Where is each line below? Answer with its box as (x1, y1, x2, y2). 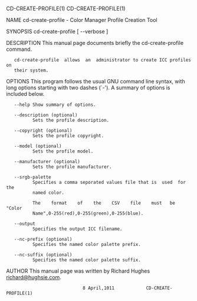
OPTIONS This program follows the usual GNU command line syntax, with (6, 78, 185, 85)
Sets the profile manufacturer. (32, 164, 112, 170)
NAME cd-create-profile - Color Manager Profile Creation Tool (6, 17, 157, 23)
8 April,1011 (82, 285, 115, 291)
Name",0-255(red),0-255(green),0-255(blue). (32, 211, 144, 216)
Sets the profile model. (32, 148, 94, 154)
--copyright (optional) (14, 128, 73, 134)
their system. (14, 67, 49, 73)
